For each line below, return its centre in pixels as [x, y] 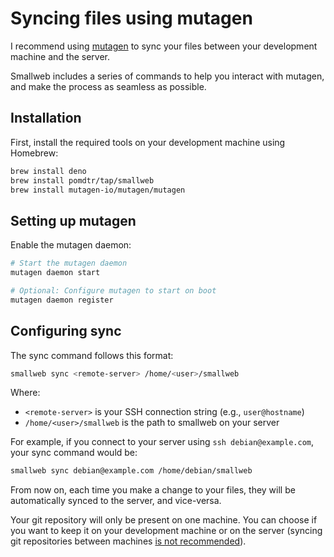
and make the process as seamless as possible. [108, 86]
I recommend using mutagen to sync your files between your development [164, 46]
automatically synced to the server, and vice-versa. [116, 501]
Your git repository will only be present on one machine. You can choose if [164, 520]
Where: [25, 393]
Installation [46, 118]
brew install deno [48, 171]
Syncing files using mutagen [131, 18]
